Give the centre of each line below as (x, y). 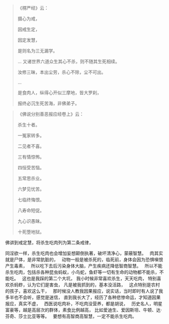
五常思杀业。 (31, 178)
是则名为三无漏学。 (37, 51)
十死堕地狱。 (31, 232)
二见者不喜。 (31, 146)
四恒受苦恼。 (31, 168)
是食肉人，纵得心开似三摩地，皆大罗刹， (59, 92)
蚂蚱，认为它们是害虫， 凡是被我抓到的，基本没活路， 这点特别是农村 (87, 285)
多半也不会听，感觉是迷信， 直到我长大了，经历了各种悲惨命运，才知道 (78, 297)
